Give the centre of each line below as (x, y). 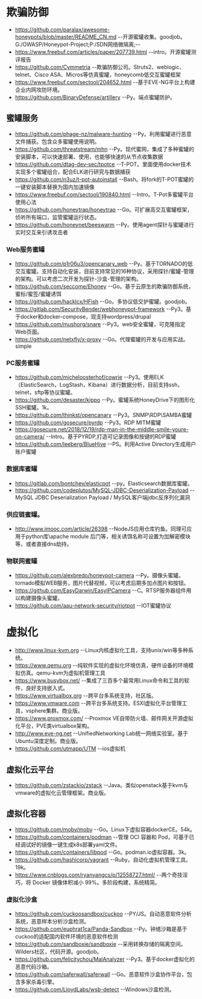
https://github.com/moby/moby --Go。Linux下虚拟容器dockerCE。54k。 (105, 829)
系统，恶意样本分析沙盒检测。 (52, 922)
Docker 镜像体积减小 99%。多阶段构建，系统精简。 (96, 882)
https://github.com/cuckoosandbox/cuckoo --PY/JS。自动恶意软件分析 (103, 914)
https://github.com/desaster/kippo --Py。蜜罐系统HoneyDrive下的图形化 (105, 400)
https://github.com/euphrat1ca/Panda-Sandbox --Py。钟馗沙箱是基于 (101, 929)
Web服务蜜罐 (26, 249)
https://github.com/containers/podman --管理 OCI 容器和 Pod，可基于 (102, 837)
